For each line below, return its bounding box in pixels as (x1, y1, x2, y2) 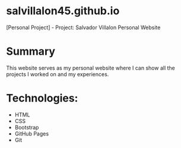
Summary (6, 45, 55, 58)
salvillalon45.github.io (6, 4, 120, 18)
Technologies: (6, 92, 78, 105)
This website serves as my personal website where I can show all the (6, 64, 175, 71)
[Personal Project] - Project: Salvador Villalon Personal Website (6, 24, 161, 31)
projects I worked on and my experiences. (6, 70, 109, 78)
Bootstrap (14, 124, 39, 131)
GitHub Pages (14, 130, 49, 137)
